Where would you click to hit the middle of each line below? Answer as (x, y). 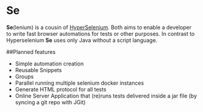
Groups (24, 76)
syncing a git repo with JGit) (50, 102)
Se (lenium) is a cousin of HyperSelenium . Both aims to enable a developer (99, 27)
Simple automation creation (49, 64)
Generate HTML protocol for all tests (61, 89)
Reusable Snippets (38, 70)
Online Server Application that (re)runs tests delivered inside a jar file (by (106, 96)
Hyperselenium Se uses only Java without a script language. (82, 40)
